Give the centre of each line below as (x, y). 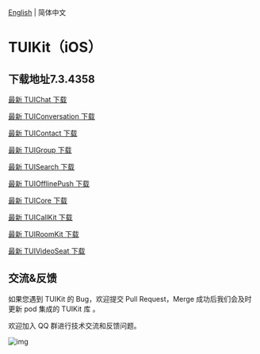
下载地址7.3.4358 (52, 79)
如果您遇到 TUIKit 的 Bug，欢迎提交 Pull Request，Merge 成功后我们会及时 (130, 299)
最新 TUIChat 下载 (38, 99)
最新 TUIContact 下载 (43, 133)
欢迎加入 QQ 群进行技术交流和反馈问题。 (75, 325)
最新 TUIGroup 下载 (40, 150)
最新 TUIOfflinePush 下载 (49, 184)
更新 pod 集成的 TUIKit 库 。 (54, 309)
